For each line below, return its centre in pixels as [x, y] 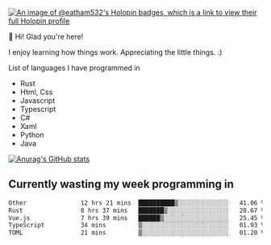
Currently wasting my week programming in [121, 184]
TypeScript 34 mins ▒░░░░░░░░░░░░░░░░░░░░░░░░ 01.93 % [137, 226]
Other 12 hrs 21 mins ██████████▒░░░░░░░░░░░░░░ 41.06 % [137, 203]
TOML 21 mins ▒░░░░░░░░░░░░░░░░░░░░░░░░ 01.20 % [137, 233]
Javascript [38, 100]
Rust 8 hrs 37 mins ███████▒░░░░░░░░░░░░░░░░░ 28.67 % [137, 210]
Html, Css [36, 92]
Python [32, 135]
